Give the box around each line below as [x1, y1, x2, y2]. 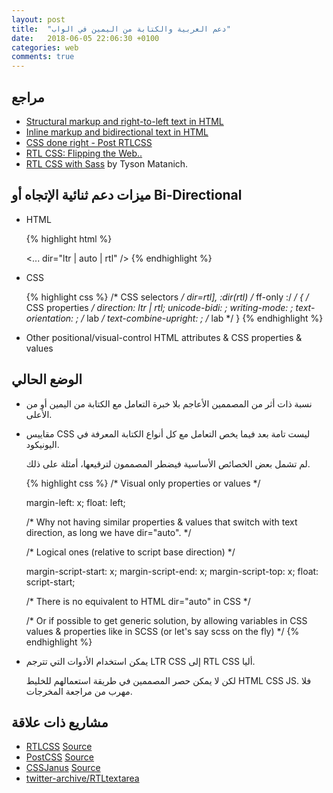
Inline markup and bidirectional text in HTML [25, 126, 209, 138]
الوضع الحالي [11, 371, 83, 388]
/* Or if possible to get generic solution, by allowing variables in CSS [25, 614, 308, 626]
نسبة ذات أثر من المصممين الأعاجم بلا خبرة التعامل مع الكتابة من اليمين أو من [25, 397, 313, 410]
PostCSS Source [25, 751, 95, 763]
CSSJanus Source [25, 762, 101, 774]
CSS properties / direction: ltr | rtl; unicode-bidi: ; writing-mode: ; [25, 301, 294, 313]
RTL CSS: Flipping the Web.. [25, 147, 143, 159]
